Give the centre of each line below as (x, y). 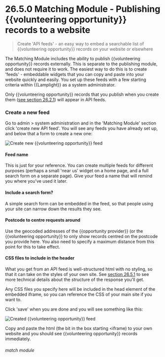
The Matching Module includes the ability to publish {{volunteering (73, 58)
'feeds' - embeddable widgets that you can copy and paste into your (75, 74)
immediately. (18, 339)
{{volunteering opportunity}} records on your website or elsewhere (85, 49)
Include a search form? (29, 193)
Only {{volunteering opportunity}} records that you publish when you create (82, 94)
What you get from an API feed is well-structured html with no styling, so (79, 269)
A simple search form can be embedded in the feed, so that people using (79, 203)
